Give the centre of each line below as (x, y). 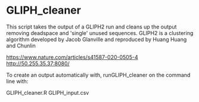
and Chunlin (21, 46)
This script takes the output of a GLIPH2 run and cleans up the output (91, 27)
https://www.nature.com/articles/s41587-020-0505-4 (72, 57)
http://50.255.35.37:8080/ (38, 63)
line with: (17, 81)
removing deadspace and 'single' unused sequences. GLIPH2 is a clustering (100, 33)
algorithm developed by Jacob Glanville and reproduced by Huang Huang (97, 39)
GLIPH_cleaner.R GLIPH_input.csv (48, 93)
